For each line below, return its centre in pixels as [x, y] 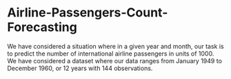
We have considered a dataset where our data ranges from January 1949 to [115, 60]
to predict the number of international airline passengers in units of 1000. [111, 54]
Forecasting [42, 27]
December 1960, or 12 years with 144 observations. [80, 68]
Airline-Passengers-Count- [88, 13]
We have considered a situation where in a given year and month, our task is [115, 46]
